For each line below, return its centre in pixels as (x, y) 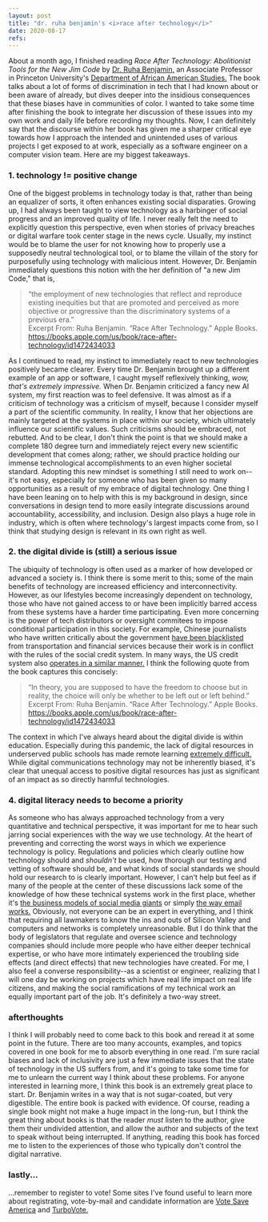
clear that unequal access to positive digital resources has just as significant (134, 770)
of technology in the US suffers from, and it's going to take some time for (129, 1069)
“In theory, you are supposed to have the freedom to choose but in (138, 687)
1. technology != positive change (73, 176)
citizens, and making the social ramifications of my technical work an (122, 989)
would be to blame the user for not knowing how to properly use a (117, 244)
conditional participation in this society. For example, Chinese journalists (128, 629)
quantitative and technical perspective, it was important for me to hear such (133, 826)
